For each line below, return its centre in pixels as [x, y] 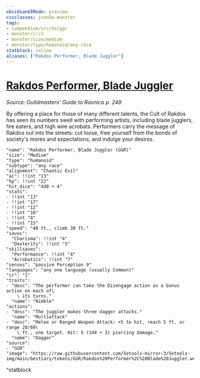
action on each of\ [30, 291]
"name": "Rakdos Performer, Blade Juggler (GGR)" [69, 150]
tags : [13, 23]
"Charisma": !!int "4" [40, 238]
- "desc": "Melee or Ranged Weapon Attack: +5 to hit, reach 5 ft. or [96, 322]
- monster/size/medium [34, 39]
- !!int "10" [22, 212]
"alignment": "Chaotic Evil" [42, 171]
